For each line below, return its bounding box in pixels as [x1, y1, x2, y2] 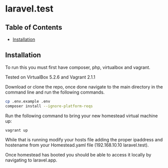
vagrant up [5, 128, 28, 133]
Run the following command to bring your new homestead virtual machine [5, 113, 158, 119]
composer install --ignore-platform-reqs [5, 104, 93, 109]
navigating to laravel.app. [5, 157, 58, 163]
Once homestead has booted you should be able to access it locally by [5, 152, 151, 158]
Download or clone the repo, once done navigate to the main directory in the [5, 83, 163, 90]
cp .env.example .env [5, 99, 51, 104]
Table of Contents [5, 23, 63, 32]
